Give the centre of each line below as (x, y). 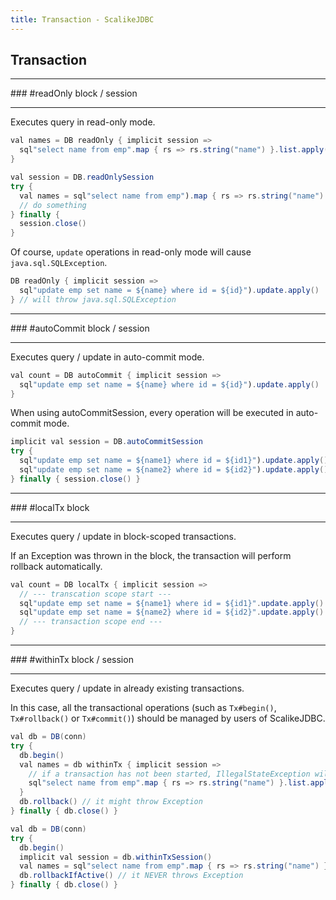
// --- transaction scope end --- (91, 622)
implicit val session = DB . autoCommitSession (106, 442)
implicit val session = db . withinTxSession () (116, 857)
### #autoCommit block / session (80, 328)
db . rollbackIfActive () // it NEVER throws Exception (131, 876)
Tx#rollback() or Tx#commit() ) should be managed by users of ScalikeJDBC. (168, 718)
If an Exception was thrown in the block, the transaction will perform (151, 555)
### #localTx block (50, 507)
